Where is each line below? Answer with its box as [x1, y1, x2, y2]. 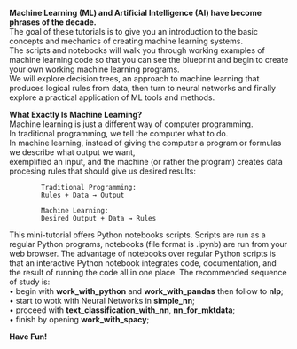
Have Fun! [9, 331, 48, 342]
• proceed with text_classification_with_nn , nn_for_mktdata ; [9, 305, 236, 315]
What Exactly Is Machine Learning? [9, 110, 143, 120]
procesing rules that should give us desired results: [9, 166, 197, 176]
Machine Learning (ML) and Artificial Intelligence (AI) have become [9, 8, 262, 18]
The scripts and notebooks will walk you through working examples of [9, 45, 266, 56]
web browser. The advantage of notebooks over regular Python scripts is [9, 248, 277, 259]
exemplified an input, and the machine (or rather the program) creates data [9, 157, 284, 167]
